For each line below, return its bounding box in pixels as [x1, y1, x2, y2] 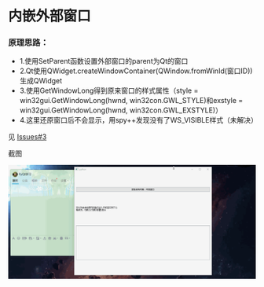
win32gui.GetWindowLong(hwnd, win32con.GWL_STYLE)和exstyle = [19, 96, 244, 105]
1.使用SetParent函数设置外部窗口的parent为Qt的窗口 [19, 57, 189, 66]
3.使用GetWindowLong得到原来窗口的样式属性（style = [19, 86, 199, 95]
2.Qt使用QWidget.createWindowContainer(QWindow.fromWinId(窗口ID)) [19, 66, 253, 75]
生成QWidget [19, 76, 63, 86]
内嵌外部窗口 [8, 7, 92, 25]
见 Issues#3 [8, 132, 47, 142]
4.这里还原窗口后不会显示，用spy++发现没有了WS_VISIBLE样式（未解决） [19, 116, 258, 125]
